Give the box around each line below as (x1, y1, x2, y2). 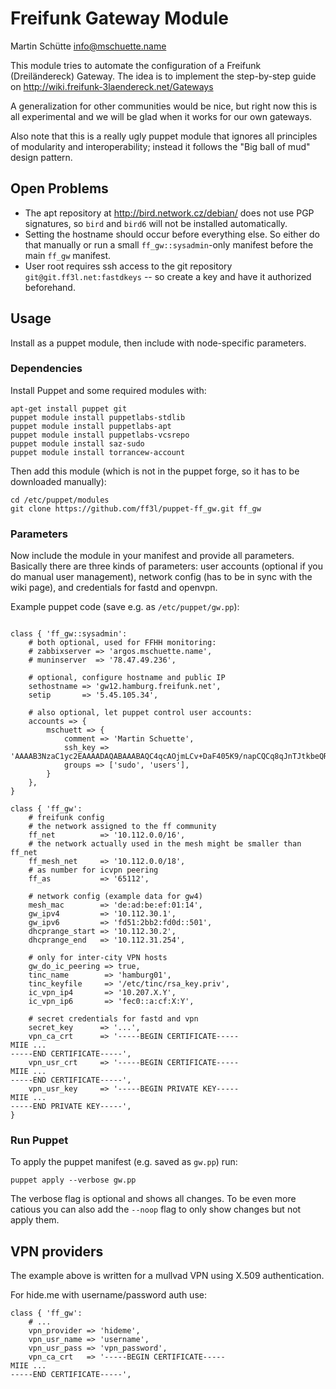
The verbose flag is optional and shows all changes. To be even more (10, 1193, 297, 1205)
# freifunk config (28, 813, 105, 823)
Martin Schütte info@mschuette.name (10, 40, 167, 52)
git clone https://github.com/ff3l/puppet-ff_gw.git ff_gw (10, 503, 262, 514)
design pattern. (10, 151, 73, 163)
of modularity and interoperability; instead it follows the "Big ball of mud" (10, 140, 311, 152)
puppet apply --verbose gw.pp (10, 1175, 137, 1186)
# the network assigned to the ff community (28, 822, 217, 832)
